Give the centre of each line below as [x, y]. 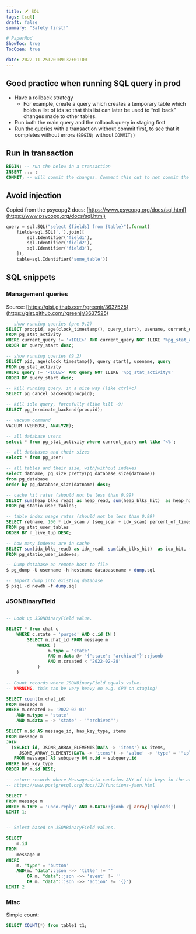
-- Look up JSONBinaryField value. [49, 618]
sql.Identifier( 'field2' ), [60, 243]
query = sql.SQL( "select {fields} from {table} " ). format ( [78, 226]
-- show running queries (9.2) [44, 356]
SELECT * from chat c [32, 629]
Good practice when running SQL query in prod [93, 83]
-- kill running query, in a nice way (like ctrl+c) [71, 388]
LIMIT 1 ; [17, 812]
